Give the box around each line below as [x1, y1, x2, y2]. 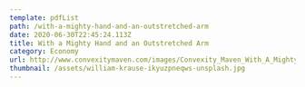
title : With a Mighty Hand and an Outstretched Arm [9, 38, 209, 48]
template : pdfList [9, 13, 79, 23]
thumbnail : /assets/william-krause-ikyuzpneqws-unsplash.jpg [9, 64, 246, 73]
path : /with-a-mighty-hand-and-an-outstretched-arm [9, 22, 209, 31]
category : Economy [9, 47, 79, 56]
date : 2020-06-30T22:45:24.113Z [9, 30, 132, 39]
